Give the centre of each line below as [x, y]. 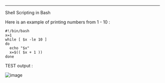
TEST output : [19, 66]
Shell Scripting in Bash [28, 12]
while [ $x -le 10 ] [26, 40]
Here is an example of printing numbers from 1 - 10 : [58, 22]
